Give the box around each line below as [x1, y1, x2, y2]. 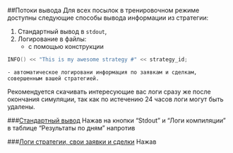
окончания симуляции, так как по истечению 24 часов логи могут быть [7, 95, 224, 103]
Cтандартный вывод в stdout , [17, 28, 107, 35]
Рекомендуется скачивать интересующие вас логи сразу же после [7, 87, 211, 96]
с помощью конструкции [28, 42, 104, 50]
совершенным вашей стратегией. [7, 74, 100, 82]
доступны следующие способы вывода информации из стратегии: [7, 13, 209, 22]
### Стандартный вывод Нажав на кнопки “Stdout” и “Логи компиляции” [7, 116, 226, 125]
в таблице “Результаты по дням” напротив [7, 123, 136, 132]
